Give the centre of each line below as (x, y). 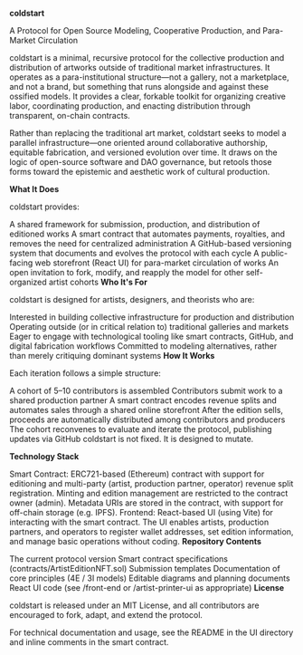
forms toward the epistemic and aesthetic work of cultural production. (140, 172)
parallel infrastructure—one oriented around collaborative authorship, (139, 143)
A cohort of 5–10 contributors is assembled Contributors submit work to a (146, 390)
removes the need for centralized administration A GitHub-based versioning (151, 243)
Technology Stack (44, 456)
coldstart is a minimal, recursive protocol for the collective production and (147, 58)
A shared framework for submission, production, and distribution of (135, 224)
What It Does (34, 189)
